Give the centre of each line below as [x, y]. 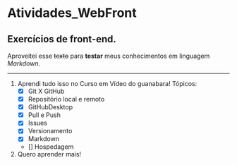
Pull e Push [44, 115]
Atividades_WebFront [72, 13]
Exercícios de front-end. [62, 39]
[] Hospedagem [51, 147]
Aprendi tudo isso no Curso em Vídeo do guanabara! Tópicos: [107, 84]
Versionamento [50, 131]
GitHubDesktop [50, 107]
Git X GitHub [46, 91]
